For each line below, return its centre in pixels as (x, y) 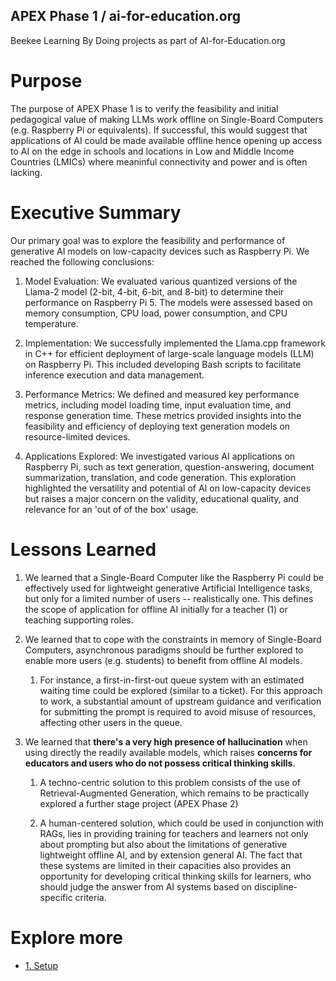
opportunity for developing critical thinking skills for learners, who (175, 876)
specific (56, 897)
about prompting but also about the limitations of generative (163, 844)
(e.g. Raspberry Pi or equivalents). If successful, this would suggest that (159, 130)
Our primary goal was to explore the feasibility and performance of (148, 240)
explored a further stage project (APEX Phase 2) (139, 803)
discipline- (276, 886)
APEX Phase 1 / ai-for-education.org (125, 16)
